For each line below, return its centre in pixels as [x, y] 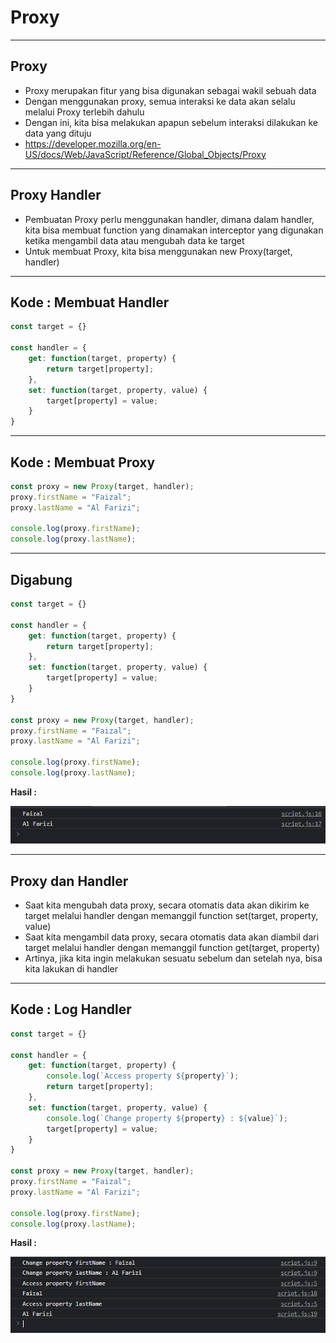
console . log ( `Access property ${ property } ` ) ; [143, 1076]
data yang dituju [58, 133]
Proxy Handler [56, 195]
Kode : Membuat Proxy [83, 462]
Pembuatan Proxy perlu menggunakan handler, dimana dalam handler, [169, 219]
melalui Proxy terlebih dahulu [84, 112]
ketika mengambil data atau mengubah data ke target [134, 240]
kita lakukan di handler [71, 968]
